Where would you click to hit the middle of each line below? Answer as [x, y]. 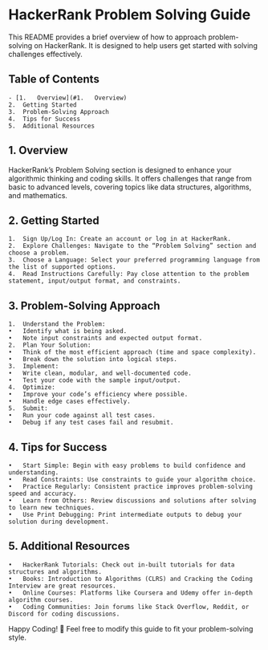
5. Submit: [28, 408]
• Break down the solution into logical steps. [93, 360]
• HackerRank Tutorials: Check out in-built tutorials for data [122, 565]
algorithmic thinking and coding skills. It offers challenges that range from [130, 178]
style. [17, 637]
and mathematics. [38, 195]
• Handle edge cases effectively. [69, 402]
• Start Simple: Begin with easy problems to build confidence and [127, 465]
